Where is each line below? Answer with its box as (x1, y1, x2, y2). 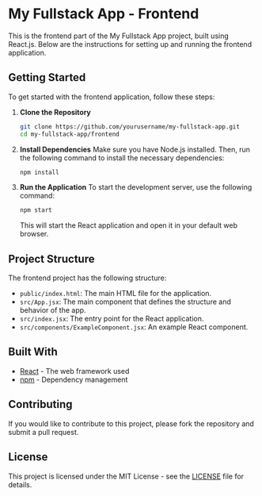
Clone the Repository (19, 107, 91, 117)
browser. (19, 229, 49, 239)
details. (8, 479, 32, 489)
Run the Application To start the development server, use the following (19, 183, 253, 192)
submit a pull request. (8, 427, 79, 436)
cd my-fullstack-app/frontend (19, 130, 120, 138)
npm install (19, 168, 59, 176)
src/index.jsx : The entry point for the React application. (19, 314, 204, 324)
